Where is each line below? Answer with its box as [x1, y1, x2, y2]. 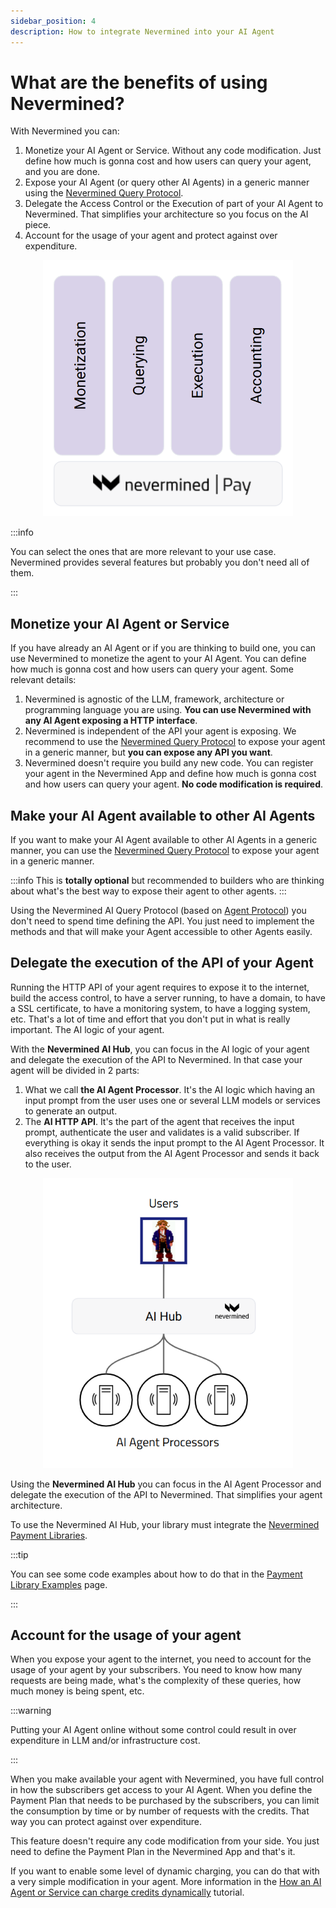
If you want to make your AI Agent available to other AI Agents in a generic [10, 833, 318, 845]
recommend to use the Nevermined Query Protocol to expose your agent [24, 736, 326, 748]
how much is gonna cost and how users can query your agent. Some [10, 663, 295, 675]
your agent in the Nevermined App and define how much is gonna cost [24, 768, 317, 780]
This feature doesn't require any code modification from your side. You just [10, 1835, 320, 1847]
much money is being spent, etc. [10, 1685, 145, 1697]
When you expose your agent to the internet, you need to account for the [10, 1653, 312, 1665]
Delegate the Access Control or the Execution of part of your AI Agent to [24, 198, 324, 210]
